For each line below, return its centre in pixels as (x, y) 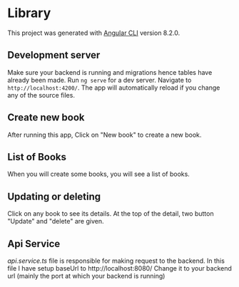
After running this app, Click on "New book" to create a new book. (105, 135)
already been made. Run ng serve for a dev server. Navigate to (100, 80)
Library (29, 13)
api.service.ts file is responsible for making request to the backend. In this (116, 261)
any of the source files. (41, 95)
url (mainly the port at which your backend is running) (86, 276)
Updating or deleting (54, 196)
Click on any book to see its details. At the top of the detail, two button (111, 214)
